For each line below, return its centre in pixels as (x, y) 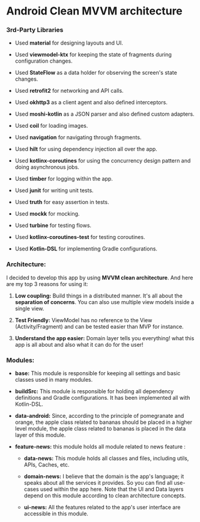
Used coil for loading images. (51, 126)
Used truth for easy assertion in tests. (62, 202)
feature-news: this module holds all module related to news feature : (100, 447)
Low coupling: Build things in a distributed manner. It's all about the (99, 296)
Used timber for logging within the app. (64, 179)
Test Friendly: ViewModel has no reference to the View (83, 320)
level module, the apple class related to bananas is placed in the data (100, 429)
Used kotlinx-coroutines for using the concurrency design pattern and (103, 161)
